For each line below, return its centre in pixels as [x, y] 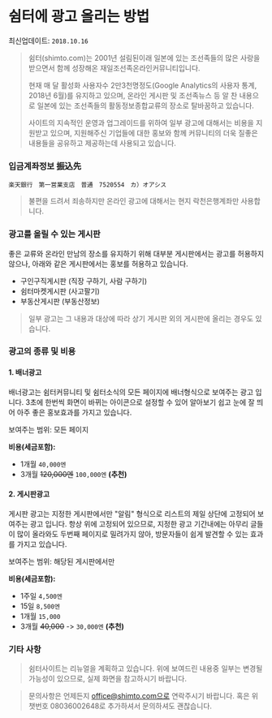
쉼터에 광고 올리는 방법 [79, 17]
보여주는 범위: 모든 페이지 [49, 429]
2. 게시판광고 [29, 494]
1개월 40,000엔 [43, 464]
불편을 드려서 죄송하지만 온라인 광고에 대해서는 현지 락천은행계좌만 [134, 201]
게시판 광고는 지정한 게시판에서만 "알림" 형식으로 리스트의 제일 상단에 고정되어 [132, 514]
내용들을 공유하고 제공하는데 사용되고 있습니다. [102, 143]
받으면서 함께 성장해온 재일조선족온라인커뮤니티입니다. [114, 68]
